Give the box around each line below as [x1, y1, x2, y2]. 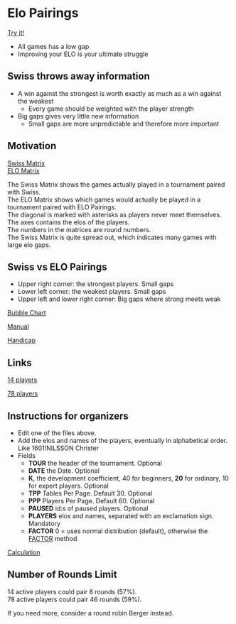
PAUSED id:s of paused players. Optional [28, 504, 149, 513]
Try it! [7, 28, 25, 37]
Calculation [7, 548, 41, 557]
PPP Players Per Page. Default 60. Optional [28, 497, 155, 505]
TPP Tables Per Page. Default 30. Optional [28, 489, 153, 498]
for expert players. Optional [28, 481, 109, 490]
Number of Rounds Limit [7, 569, 117, 581]
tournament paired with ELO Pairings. [7, 202, 117, 211]
